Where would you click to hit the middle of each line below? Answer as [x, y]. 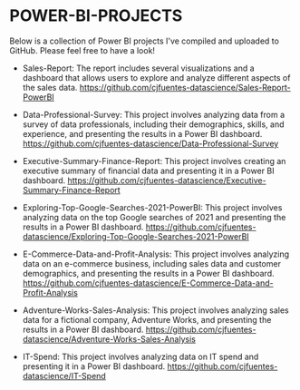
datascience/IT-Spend [64, 375]
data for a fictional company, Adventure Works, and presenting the [147, 319]
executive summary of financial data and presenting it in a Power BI [148, 171]
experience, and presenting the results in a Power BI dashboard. [142, 133]
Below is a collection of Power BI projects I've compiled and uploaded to [144, 41]
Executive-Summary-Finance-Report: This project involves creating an [154, 161]
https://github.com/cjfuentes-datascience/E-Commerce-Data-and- [148, 283]
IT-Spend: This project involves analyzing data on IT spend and [140, 356]
